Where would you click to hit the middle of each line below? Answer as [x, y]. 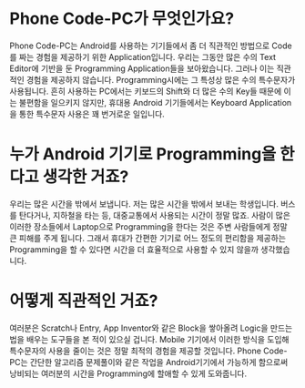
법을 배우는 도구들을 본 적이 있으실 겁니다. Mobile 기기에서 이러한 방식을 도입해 [149, 339]
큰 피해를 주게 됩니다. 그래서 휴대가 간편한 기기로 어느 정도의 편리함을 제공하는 [148, 238]
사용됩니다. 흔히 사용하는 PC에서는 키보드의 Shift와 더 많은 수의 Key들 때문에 [146, 91]
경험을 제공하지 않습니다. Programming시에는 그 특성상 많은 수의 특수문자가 [161, 79]
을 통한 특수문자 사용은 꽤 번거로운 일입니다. [87, 114]
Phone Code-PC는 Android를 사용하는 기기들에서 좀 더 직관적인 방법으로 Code [151, 46]
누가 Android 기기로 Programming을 [143, 154]
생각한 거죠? [86, 177]
